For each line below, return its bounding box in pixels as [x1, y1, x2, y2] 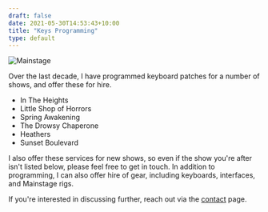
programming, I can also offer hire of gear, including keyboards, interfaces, [8, 170, 256, 180]
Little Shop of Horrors [19, 104, 92, 114]
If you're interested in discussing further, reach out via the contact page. [8, 194, 247, 204]
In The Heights [19, 95, 69, 105]
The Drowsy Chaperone [19, 121, 99, 130]
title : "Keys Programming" [8, 26, 98, 34]
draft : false [8, 11, 52, 20]
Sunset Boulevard [19, 138, 78, 148]
